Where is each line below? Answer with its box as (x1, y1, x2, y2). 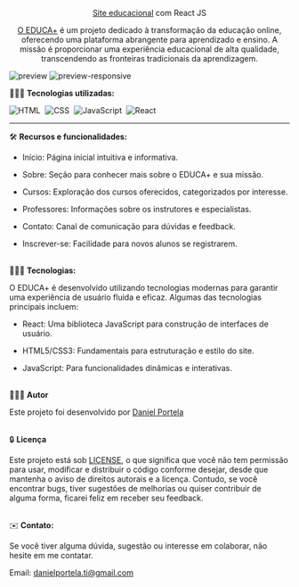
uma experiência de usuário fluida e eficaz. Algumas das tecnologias (9, 292, 263, 302)
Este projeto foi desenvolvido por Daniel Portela (9, 407, 184, 418)
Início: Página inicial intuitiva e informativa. (21, 152, 179, 162)
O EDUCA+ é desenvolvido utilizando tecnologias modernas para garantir (9, 283, 279, 293)
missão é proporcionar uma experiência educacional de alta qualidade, (19, 44, 280, 54)
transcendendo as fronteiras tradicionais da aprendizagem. (41, 54, 258, 63)
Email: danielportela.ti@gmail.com (9, 567, 133, 578)
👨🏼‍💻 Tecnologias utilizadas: (9, 88, 115, 98)
